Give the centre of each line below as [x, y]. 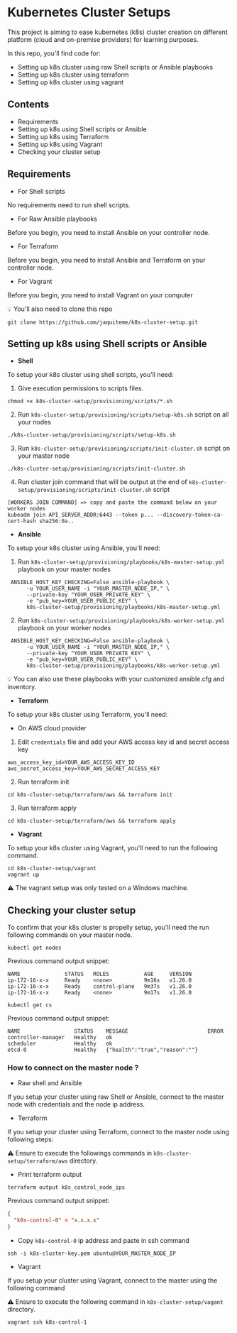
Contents [28, 105]
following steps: [31, 1139]
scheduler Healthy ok [60, 1044]
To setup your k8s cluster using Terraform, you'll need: [88, 715]
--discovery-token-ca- [190, 515]
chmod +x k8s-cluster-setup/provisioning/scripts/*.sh [90, 402]
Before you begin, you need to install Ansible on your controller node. [109, 232]
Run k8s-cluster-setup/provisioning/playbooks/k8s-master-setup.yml [121, 562]
